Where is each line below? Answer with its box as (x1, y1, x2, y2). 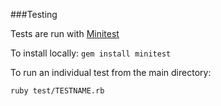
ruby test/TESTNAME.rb (10, 86, 105, 96)
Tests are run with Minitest (10, 28, 120, 39)
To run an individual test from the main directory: (10, 67, 212, 78)
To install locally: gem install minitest (10, 47, 172, 59)
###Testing (10, 9, 58, 20)
